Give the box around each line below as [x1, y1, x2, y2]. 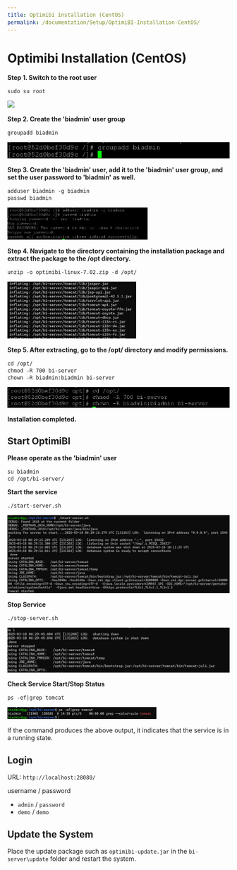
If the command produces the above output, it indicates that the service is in [7, 726, 229, 734]
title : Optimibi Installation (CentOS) [7, 11, 125, 18]
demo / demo [17, 808, 49, 816]
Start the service [7, 488, 58, 496]
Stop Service [7, 600, 47, 609]
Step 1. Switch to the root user [7, 73, 97, 82]
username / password [7, 787, 71, 795]
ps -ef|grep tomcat [7, 694, 65, 702]
